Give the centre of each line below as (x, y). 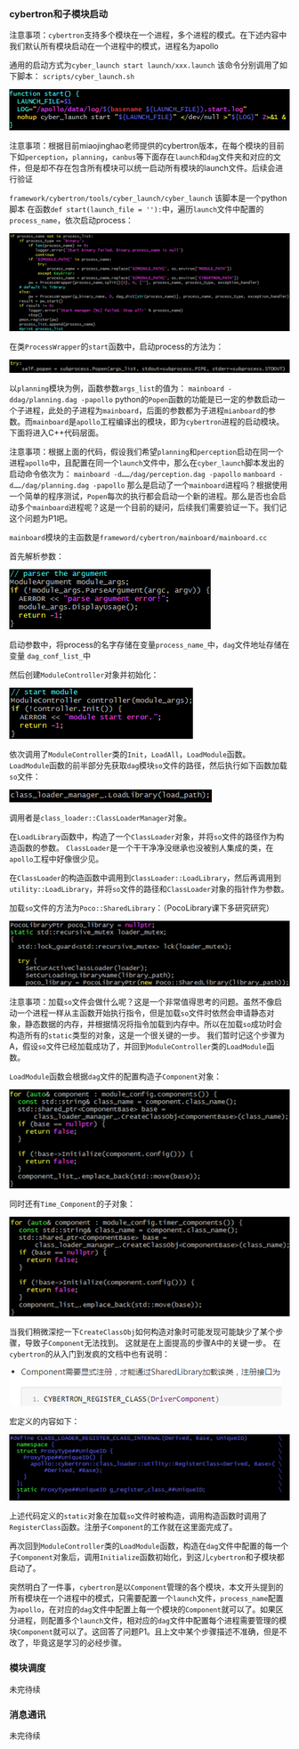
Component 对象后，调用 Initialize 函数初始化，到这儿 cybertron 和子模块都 (151, 1557)
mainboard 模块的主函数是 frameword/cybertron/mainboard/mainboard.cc (138, 538)
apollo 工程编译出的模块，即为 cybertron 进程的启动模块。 (180, 422)
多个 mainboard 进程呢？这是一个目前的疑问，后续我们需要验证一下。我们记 (152, 507)
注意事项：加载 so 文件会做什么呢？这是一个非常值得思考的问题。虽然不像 (142, 1001)
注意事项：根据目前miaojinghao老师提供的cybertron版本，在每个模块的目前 (147, 146)
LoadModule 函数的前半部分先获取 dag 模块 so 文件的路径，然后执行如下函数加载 (148, 765)
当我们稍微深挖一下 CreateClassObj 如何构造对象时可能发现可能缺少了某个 (142, 1332)
